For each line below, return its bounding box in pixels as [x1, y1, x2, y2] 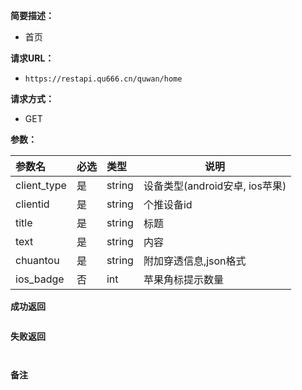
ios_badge [15, 272, 65, 286]
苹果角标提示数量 [143, 273, 224, 286]
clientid [15, 197, 50, 211]
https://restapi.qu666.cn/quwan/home [24, 74, 183, 84]
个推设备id [143, 198, 193, 211]
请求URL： [10, 52, 55, 64]
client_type [15, 179, 67, 192]
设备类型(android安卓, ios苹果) [143, 179, 287, 193]
